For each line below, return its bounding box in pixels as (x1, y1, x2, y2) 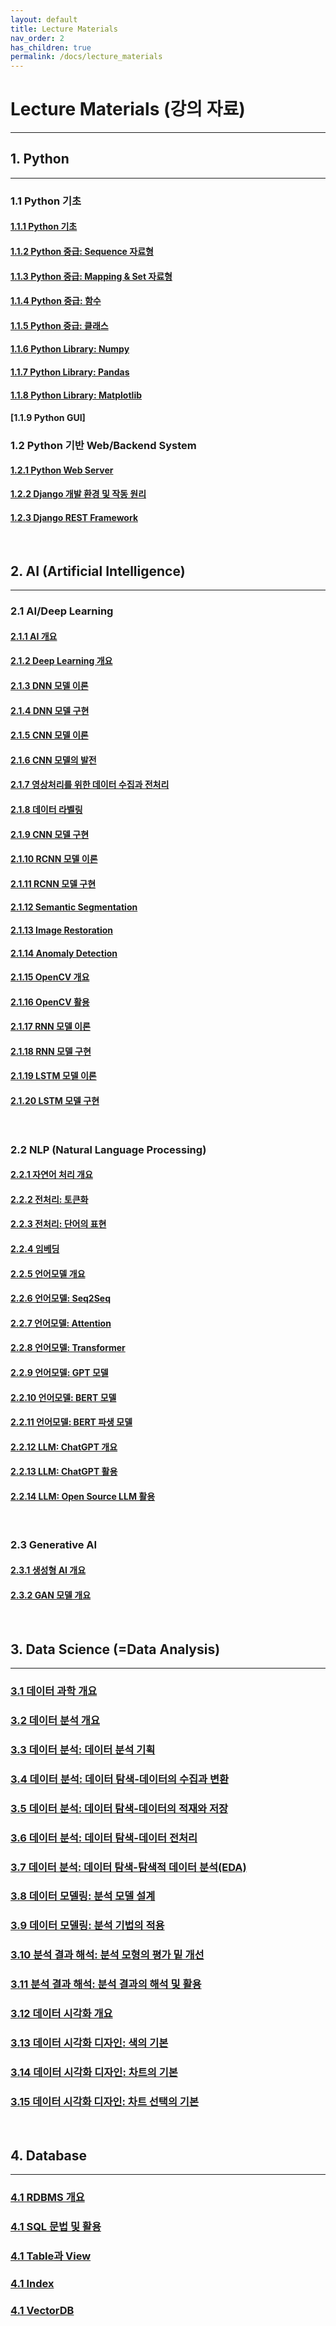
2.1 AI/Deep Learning (10, 604, 114, 618)
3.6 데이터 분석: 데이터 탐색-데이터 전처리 (10, 1831, 198, 1845)
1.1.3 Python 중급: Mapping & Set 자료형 (10, 270, 173, 282)
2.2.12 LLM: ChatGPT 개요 (10, 1441, 118, 1453)
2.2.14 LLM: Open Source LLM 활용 (10, 1490, 156, 1502)
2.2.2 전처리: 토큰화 (10, 1193, 89, 1205)
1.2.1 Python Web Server (10, 464, 114, 476)
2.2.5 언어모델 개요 (10, 1267, 86, 1280)
